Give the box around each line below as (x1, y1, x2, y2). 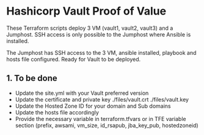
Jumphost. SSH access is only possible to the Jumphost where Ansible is (6, 30, 191, 38)
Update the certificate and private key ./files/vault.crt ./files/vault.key (15, 95, 189, 103)
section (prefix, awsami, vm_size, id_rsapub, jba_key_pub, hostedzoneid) (15, 122, 199, 129)
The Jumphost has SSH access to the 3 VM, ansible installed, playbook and (6, 49, 197, 56)
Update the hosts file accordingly (15, 108, 100, 116)
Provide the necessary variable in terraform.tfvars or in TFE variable (15, 115, 186, 122)
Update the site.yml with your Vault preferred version (15, 89, 149, 97)
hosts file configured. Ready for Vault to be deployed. (6, 55, 141, 63)
